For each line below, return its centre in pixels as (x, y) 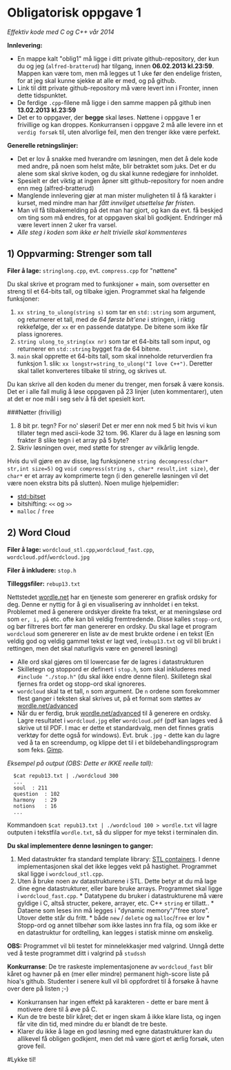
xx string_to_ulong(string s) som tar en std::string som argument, (117, 312)
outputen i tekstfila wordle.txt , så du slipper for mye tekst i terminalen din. (113, 832)
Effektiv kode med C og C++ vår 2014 (61, 32)
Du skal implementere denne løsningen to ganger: (80, 846)
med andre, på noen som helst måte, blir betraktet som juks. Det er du (117, 166)
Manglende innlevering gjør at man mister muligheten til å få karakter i (116, 195)
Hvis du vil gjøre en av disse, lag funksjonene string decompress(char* (108, 461)
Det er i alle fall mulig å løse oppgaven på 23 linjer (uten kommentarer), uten (115, 391)
